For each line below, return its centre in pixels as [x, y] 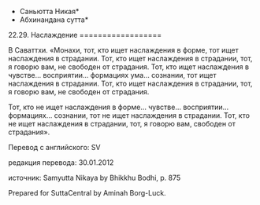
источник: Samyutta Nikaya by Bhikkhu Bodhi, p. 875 [95, 178]
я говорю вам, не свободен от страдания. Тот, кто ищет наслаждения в [129, 67]
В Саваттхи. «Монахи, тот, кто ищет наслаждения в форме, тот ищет [123, 50]
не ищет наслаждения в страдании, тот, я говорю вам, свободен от [122, 124]
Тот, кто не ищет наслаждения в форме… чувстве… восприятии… [119, 107]
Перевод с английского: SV [54, 147]
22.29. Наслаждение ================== [85, 35]
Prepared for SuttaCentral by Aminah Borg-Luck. [87, 193]
